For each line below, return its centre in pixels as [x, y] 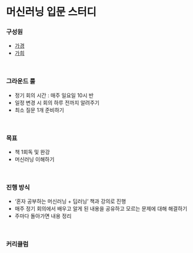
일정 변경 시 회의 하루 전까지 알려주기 [57, 102]
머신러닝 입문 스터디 [51, 12]
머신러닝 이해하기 [34, 159]
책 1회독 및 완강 [32, 152]
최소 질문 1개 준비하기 [39, 110]
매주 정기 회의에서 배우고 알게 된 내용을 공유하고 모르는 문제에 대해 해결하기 [101, 209]
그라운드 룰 [21, 81]
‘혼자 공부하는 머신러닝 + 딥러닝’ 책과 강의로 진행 [70, 201]
